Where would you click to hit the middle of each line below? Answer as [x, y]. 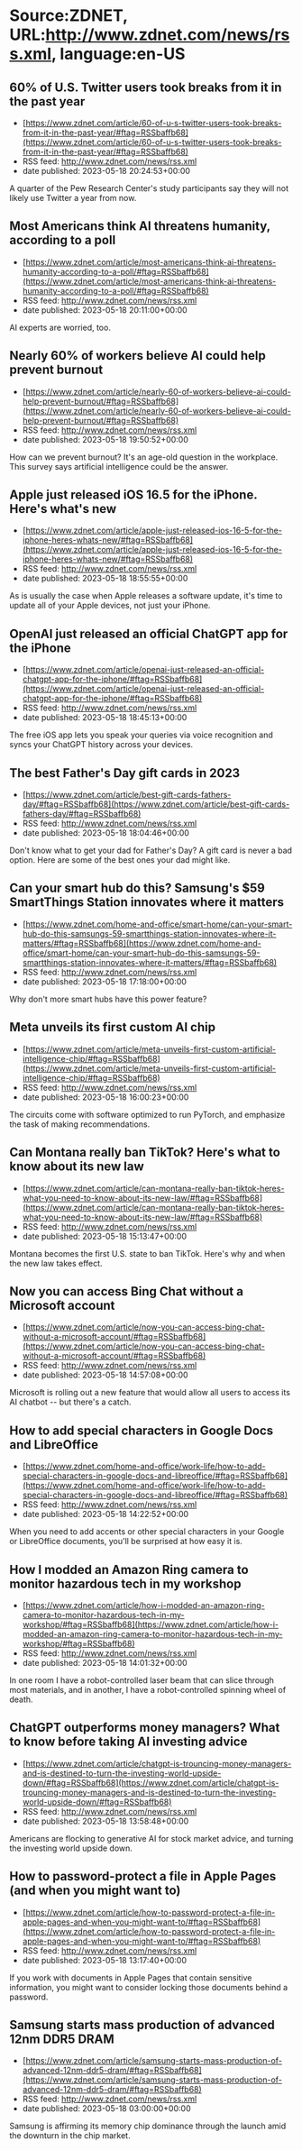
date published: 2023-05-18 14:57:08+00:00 [105, 1375]
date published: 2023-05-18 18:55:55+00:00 [105, 579]
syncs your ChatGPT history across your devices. [101, 745]
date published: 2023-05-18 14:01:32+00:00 [105, 1662]
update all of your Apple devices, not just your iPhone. [110, 606]
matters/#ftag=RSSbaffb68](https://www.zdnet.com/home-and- [142, 943]
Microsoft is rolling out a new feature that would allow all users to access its [150, 1393]
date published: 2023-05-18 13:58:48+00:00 [105, 1821]
